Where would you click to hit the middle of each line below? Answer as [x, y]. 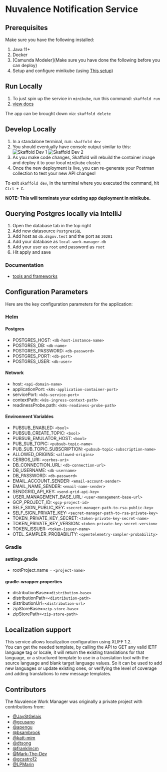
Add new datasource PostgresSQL [47, 231]
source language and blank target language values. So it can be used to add [84, 663]
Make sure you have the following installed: [50, 40]
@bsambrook [26, 732]
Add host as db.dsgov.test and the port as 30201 [62, 236]
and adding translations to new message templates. [58, 674]
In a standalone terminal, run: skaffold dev [56, 141]
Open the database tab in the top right [52, 226]
